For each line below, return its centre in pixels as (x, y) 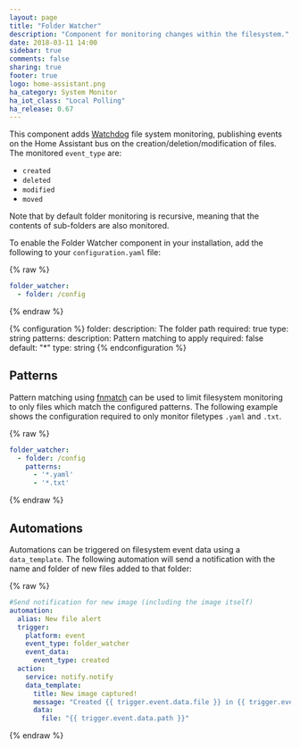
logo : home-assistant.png (57, 84)
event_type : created (71, 661)
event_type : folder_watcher (77, 644)
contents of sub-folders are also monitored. (89, 226)
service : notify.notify (70, 677)
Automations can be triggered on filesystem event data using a (125, 549)
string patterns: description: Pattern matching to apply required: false (137, 338)
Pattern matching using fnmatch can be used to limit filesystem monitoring (146, 397)
